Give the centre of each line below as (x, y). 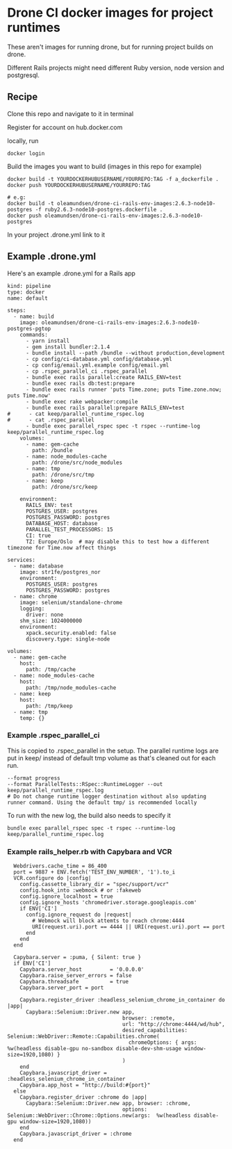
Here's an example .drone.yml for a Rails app (71, 273)
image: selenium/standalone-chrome (71, 602)
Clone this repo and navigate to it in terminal (71, 113)
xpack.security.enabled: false (71, 633)
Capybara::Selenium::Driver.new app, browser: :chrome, (108, 1104)
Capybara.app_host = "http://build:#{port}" (85, 1085)
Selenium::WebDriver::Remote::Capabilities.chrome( (83, 1037)
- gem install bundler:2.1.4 (68, 347)
